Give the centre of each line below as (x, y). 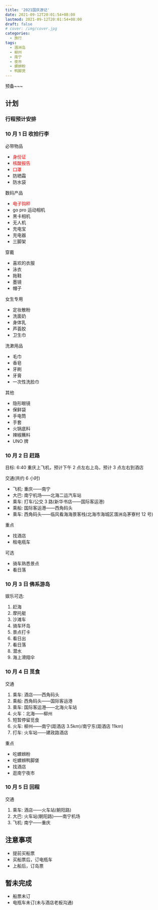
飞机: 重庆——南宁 (31, 489)
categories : (18, 33)
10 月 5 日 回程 (23, 787)
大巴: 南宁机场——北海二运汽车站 (47, 495)
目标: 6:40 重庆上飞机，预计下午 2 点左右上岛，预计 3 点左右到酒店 (74, 467)
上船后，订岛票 (28, 866)
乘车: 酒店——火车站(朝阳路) (42, 810)
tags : (11, 43)
